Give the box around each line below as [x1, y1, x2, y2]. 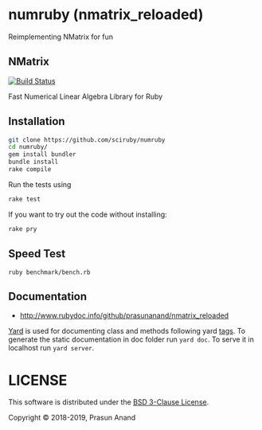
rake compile [8, 166, 52, 174]
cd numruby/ [8, 143, 48, 151]
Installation [8, 115, 65, 128]
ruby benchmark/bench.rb [8, 268, 91, 276]
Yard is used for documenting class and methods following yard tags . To [8, 326, 245, 336]
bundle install [8, 158, 59, 166]
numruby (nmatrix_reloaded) [8, 6, 204, 24]
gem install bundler [8, 150, 77, 158]
